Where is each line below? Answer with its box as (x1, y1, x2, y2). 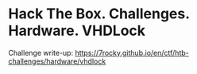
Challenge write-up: (8, 48, 74, 57)
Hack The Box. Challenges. (8, 5, 190, 23)
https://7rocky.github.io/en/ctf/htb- (75, 48, 189, 57)
